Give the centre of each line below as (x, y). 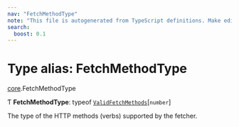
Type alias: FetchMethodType (97, 69)
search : (19, 27)
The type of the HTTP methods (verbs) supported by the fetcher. (102, 116)
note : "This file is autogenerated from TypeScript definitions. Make (114, 21)
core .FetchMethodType (42, 89)
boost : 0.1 (30, 34)
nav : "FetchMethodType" (43, 14)
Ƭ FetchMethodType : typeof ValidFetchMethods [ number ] (89, 102)
